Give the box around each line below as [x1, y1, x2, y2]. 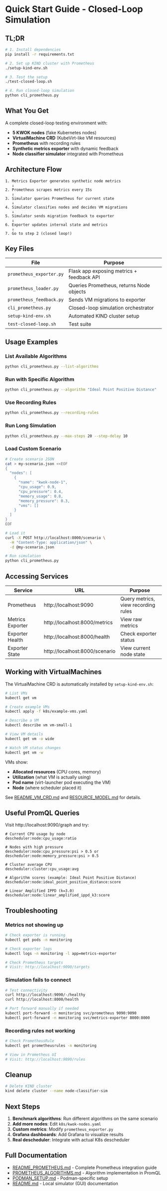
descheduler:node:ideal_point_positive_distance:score [5, 880, 121, 885]
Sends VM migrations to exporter [69, 296, 146, 303]
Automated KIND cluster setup [69, 313, 140, 320]
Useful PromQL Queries [5, 808, 80, 817]
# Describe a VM [5, 718, 39, 723]
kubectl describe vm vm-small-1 [5, 723, 72, 728]
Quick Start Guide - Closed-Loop [5, 3, 143, 15]
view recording [120, 602, 156, 608]
